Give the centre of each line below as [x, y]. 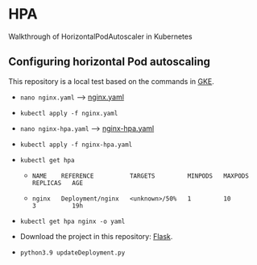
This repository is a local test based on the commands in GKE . [112, 81]
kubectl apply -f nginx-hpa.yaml [76, 145]
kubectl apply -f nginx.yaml [69, 113]
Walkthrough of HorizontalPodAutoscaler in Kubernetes [100, 36]
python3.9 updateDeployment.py [73, 252]
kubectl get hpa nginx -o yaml [73, 221]
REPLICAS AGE [57, 183]
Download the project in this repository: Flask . [96, 236]
